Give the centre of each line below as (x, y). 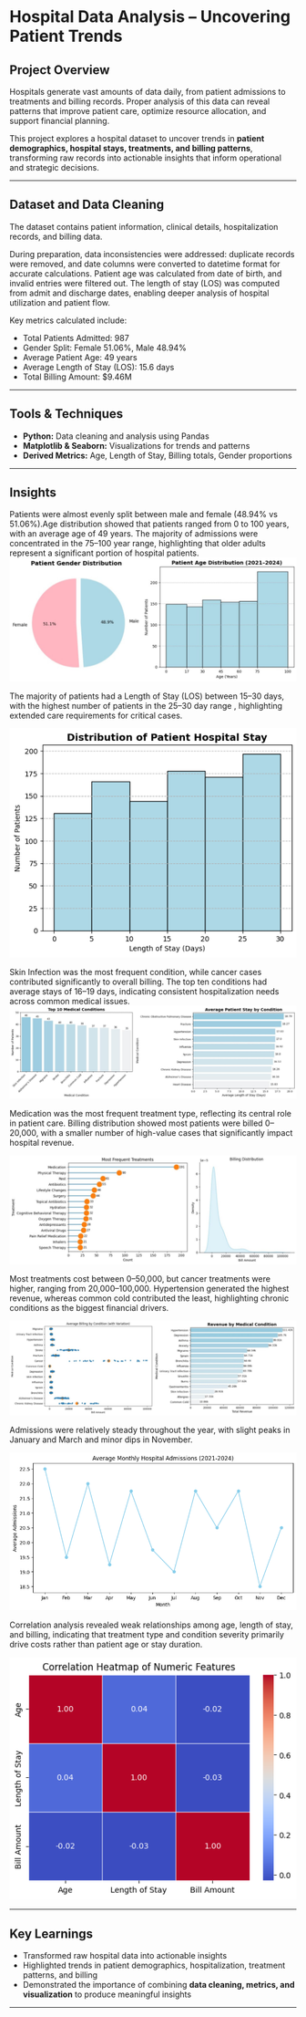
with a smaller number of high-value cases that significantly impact (167, 1132)
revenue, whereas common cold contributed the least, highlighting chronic (149, 1298)
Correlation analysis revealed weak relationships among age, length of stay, (151, 1625)
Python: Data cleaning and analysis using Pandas (116, 436)
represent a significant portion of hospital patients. (104, 553)
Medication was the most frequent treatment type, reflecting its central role (151, 1113)
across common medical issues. (70, 1001)
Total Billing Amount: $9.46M (77, 377)
